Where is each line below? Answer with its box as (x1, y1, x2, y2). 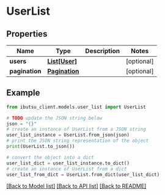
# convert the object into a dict (6, 154, 95, 160)
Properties (6, 29, 48, 39)
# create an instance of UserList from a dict (6, 166, 127, 172)
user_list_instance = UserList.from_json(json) (6, 132, 130, 138)
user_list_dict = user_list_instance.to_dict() (6, 160, 130, 166)
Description (85, 47, 120, 55)
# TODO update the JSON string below (6, 115, 103, 121)
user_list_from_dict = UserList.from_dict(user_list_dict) (6, 171, 160, 178)
